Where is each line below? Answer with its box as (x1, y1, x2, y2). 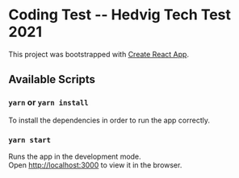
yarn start (8, 135, 51, 144)
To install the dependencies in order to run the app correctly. (8, 115, 210, 125)
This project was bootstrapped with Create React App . (8, 49, 190, 59)
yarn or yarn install (8, 97, 89, 108)
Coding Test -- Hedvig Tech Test (8, 6, 232, 24)
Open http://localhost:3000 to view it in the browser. (8, 159, 182, 170)
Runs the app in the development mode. (8, 151, 141, 161)
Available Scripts (8, 72, 95, 86)
